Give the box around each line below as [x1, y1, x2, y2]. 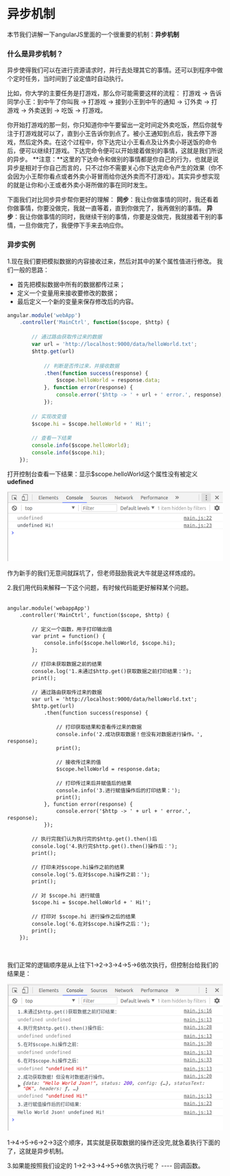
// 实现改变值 [31, 413, 67, 420]
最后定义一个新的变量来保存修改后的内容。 [16, 297, 138, 305]
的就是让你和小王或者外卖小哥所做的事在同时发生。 [7, 181, 151, 189]
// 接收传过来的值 [55, 759, 101, 766]
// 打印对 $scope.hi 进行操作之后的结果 [31, 913, 136, 920]
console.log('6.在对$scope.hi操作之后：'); [31, 921, 151, 928]
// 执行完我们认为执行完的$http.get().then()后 [31, 836, 157, 843]
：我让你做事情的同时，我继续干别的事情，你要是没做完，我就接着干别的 [13, 213, 217, 221]
